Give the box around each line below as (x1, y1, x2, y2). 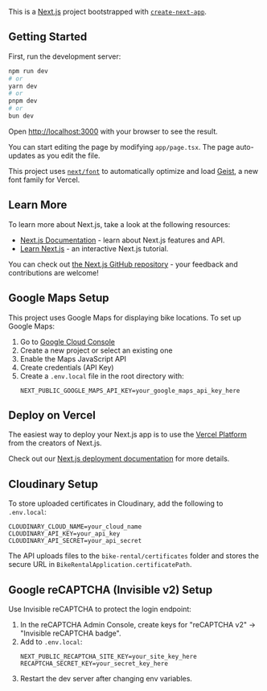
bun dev (8, 112, 35, 120)
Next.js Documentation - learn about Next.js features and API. (19, 235, 225, 245)
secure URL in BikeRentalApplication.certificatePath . (8, 560, 192, 569)
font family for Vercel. (8, 175, 80, 184)
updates (8, 151, 36, 160)
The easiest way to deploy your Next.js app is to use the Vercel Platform (8, 430, 248, 440)
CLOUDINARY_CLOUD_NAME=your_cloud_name (8, 523, 142, 531)
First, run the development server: (8, 52, 121, 61)
